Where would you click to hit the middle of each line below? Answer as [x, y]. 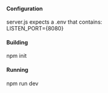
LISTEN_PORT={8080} [35, 29]
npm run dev [22, 83]
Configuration [25, 9]
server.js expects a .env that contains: [54, 22]
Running [17, 70]
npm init [17, 56]
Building [17, 42]
